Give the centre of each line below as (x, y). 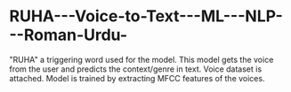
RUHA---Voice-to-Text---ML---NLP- (146, 16)
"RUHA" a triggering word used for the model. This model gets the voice (141, 59)
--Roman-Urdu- (69, 35)
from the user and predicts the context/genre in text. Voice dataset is (136, 69)
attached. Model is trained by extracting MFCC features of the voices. (137, 78)
